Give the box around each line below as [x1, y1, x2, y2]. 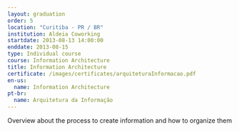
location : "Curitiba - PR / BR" [7, 24, 103, 31]
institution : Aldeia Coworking [7, 30, 101, 38]
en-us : [7, 76, 27, 84]
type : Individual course [7, 51, 81, 58]
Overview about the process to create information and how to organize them [7, 116, 233, 125]
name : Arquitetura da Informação [14, 97, 113, 104]
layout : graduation [7, 10, 66, 18]
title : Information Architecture [7, 64, 107, 71]
